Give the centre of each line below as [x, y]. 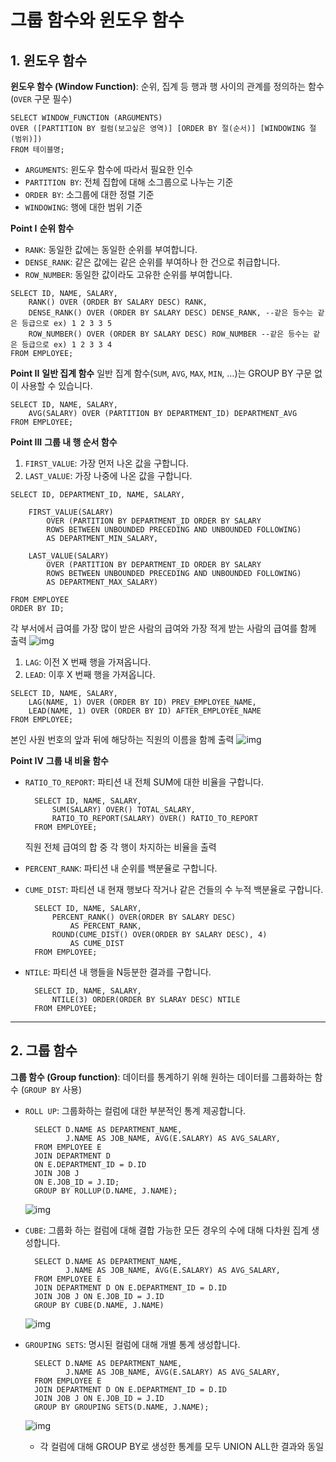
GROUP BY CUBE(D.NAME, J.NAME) [99, 1305]
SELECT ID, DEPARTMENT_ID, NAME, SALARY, [98, 495]
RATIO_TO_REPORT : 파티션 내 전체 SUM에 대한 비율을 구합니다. [144, 782]
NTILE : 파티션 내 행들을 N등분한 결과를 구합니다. [118, 972]
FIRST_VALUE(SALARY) [71, 512]
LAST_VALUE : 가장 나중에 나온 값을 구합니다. [108, 475]
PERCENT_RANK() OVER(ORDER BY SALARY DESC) [144, 917]
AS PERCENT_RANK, [105, 926]
